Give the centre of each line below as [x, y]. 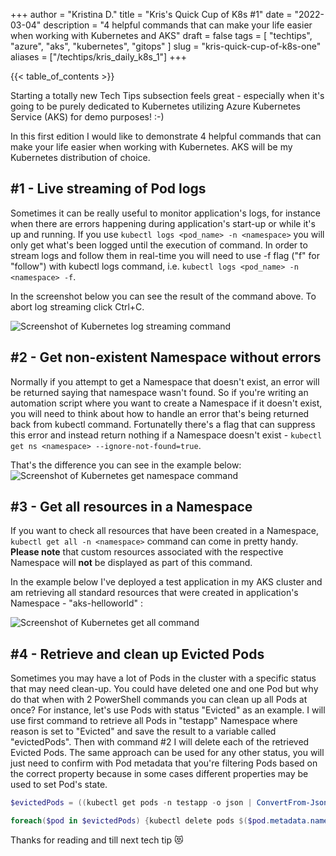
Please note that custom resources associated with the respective [147, 552]
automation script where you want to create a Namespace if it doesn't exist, [166, 403]
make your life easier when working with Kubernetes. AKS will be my [151, 147]
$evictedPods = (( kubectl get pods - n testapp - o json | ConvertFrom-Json [169, 803]
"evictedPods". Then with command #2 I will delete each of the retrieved [160, 742]
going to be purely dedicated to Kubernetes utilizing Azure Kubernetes [155, 106]
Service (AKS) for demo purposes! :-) [87, 117]
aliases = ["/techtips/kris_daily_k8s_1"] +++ [98, 57]
